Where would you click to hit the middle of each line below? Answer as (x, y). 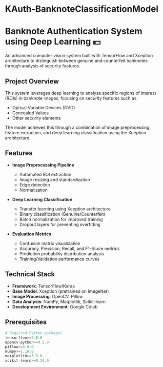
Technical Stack (30, 274)
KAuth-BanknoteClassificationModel (82, 9)
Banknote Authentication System (74, 31)
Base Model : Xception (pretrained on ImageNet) (61, 291)
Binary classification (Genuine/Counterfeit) (62, 214)
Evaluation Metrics (32, 234)
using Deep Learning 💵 (53, 42)
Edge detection (35, 184)
